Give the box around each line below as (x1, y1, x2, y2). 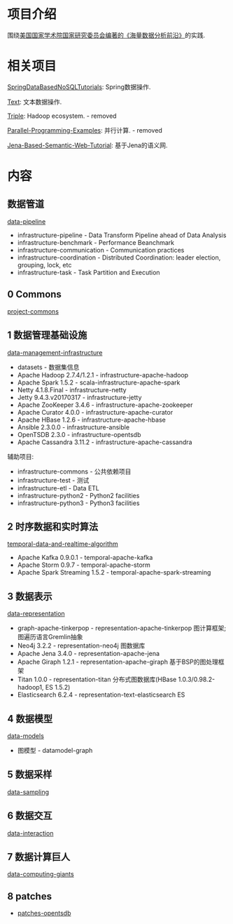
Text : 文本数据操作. (7, 98, 62, 106)
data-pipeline (7, 217, 46, 225)
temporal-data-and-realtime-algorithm (7, 540, 119, 548)
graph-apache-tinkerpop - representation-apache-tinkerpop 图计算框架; (17, 624, 226, 632)
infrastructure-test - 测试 (17, 476, 90, 484)
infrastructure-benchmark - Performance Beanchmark (17, 238, 175, 246)
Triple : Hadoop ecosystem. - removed (7, 112, 117, 120)
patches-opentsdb (17, 909, 71, 918)
